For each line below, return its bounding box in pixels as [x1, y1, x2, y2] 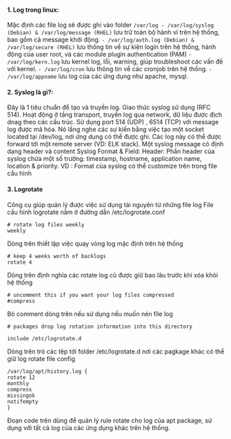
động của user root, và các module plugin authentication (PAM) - [7, 50, 192, 59]
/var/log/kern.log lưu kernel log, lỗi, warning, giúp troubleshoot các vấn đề [7, 57, 223, 66]
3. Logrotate [7, 185, 43, 193]
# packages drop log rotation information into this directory [7, 323, 193, 330]
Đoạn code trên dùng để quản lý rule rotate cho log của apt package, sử [7, 416, 212, 425]
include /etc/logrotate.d [7, 335, 81, 342]
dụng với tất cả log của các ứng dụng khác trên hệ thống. [7, 423, 170, 431]
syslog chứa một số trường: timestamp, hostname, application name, [7, 155, 202, 163]
